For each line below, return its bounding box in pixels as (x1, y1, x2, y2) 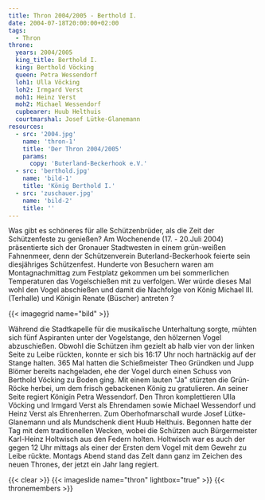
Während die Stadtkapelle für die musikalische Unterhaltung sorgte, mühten (8, 324, 257, 334)
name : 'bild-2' (22, 197, 73, 205)
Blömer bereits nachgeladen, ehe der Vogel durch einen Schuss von (8, 367, 232, 377)
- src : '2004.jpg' (15, 130, 77, 138)
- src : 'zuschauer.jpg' (15, 189, 94, 197)
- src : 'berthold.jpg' (15, 167, 91, 175)
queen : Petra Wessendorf (15, 71, 98, 79)
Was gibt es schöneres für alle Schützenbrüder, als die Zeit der (8, 226, 215, 236)
